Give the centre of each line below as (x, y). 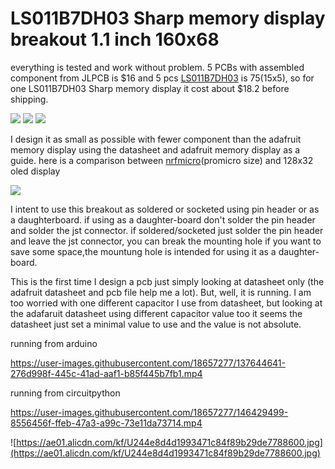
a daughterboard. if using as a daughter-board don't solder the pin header (163, 219)
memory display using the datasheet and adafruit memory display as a (155, 149)
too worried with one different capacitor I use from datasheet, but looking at (166, 303)
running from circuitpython (65, 393)
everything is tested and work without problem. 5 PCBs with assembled (157, 67)
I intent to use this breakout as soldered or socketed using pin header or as (165, 209)
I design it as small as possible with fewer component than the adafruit (156, 139)
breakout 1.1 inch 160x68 (115, 39)
